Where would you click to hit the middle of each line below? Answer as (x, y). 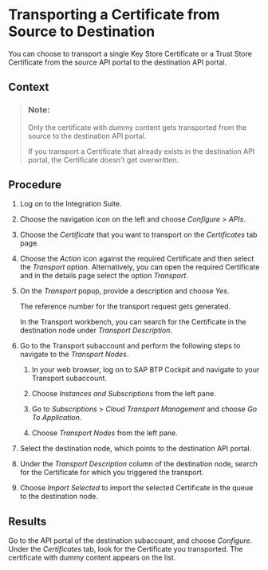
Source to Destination (82, 31)
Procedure (35, 185)
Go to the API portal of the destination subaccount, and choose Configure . (130, 541)
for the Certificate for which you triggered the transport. (112, 473)
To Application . (57, 418)
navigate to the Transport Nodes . (74, 354)
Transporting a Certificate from (114, 15)
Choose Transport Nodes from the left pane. (104, 433)
